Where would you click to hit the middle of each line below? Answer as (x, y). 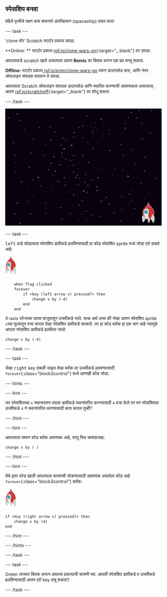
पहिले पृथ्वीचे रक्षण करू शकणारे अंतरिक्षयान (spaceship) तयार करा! (60, 21)
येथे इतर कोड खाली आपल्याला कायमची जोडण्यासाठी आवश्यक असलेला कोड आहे (68, 476)
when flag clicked (33, 284)
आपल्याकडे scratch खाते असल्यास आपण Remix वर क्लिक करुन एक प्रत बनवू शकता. (75, 61)
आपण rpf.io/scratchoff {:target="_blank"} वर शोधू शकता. (58, 91)
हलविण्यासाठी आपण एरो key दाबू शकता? (37, 580)
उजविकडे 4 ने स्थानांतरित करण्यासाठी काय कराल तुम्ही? (49, 408)
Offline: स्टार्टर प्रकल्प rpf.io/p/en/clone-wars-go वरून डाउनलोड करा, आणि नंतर (77, 70)
